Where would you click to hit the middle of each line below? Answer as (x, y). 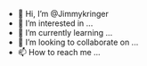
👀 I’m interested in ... (55, 23)
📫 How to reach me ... (59, 52)
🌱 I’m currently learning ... (65, 33)
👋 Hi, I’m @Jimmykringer (63, 14)
